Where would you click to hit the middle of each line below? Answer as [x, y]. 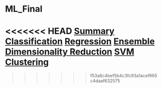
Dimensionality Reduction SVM [70, 52]
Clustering [27, 62]
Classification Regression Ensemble [80, 42]
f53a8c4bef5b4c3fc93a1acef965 [124, 76]
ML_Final [24, 9]
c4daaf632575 [105, 81]
